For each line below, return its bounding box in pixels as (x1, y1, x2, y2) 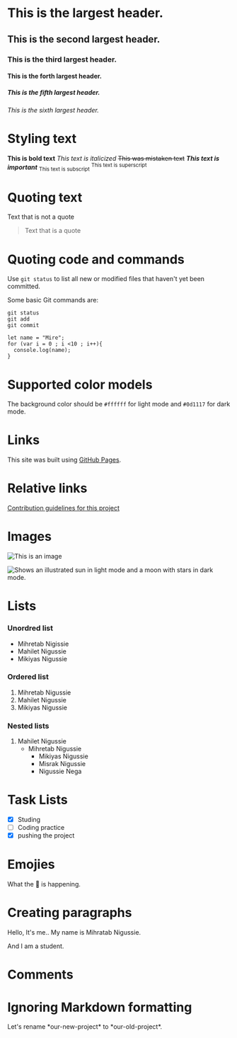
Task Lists (7, 792, 69, 808)
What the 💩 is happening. (7, 880, 81, 889)
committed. (7, 282, 41, 291)
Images (7, 529, 52, 544)
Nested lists (7, 721, 50, 731)
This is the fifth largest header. (7, 88, 100, 96)
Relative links (7, 480, 88, 496)
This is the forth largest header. (7, 72, 103, 81)
